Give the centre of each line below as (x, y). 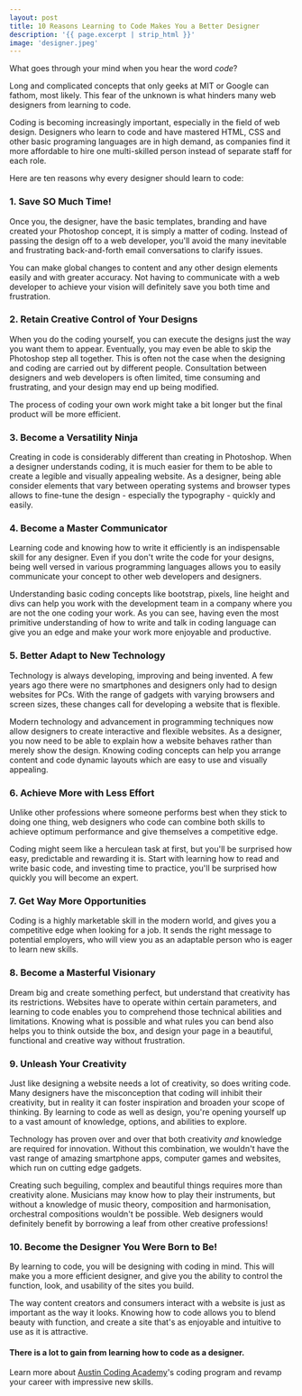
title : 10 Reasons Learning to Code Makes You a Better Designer (134, 26)
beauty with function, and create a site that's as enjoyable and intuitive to (145, 1322)
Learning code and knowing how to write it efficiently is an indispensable (145, 548)
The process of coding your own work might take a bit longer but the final (146, 404)
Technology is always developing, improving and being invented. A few (141, 675)
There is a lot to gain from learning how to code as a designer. (127, 1352)
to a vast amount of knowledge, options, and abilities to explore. (128, 1121)
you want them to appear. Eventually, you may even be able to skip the (141, 349)
